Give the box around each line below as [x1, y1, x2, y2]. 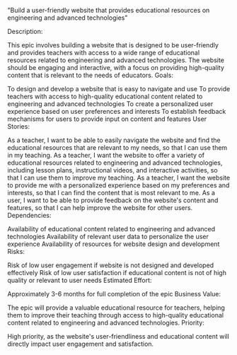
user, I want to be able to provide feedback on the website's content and [7, 196, 219, 204]
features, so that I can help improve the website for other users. [7, 204, 193, 211]
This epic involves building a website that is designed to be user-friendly [7, 41, 219, 49]
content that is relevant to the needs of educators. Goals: [7, 71, 173, 79]
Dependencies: [7, 211, 52, 219]
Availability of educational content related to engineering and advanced [7, 225, 216, 233]
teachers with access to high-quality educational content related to [7, 92, 203, 100]
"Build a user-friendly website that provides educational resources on [7, 6, 210, 14]
